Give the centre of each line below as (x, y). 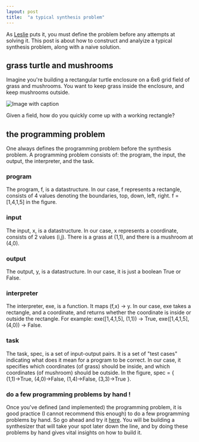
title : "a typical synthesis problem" (56, 17)
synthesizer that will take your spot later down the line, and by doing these (97, 426)
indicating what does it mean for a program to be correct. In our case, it (94, 360)
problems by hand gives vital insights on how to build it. (74, 432)
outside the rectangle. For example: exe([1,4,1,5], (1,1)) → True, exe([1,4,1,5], (98, 319)
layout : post (22, 12)
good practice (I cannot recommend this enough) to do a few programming (98, 413)
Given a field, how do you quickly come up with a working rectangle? (91, 115)
